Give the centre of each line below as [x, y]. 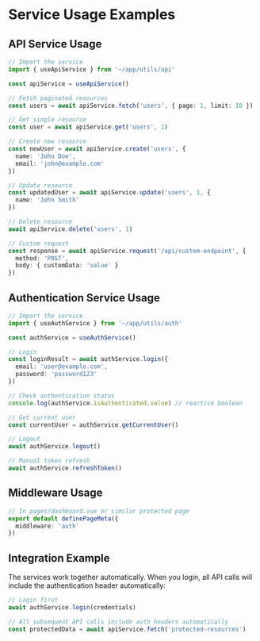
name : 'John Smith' [48, 200]
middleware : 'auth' [48, 526]
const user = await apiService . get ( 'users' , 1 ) [88, 127]
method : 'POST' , [42, 258]
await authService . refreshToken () [65, 468]
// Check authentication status [61, 395]
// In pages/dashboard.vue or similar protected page [99, 511]
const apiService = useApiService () [69, 84]
